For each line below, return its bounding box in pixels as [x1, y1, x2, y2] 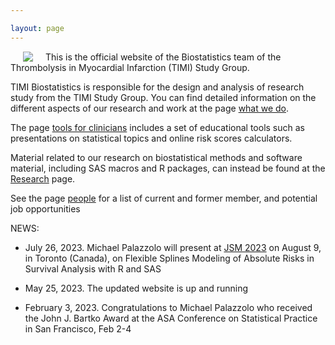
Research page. [10, 172, 76, 185]
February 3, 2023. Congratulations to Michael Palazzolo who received [24, 301, 313, 313]
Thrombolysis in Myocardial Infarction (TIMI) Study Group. [10, 61, 250, 73]
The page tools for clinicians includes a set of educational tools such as [10, 121, 305, 133]
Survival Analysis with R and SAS [24, 262, 162, 275]
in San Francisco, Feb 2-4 [24, 322, 132, 335]
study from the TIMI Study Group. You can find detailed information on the [10, 91, 317, 103]
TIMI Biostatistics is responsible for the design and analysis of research [10, 81, 305, 93]
